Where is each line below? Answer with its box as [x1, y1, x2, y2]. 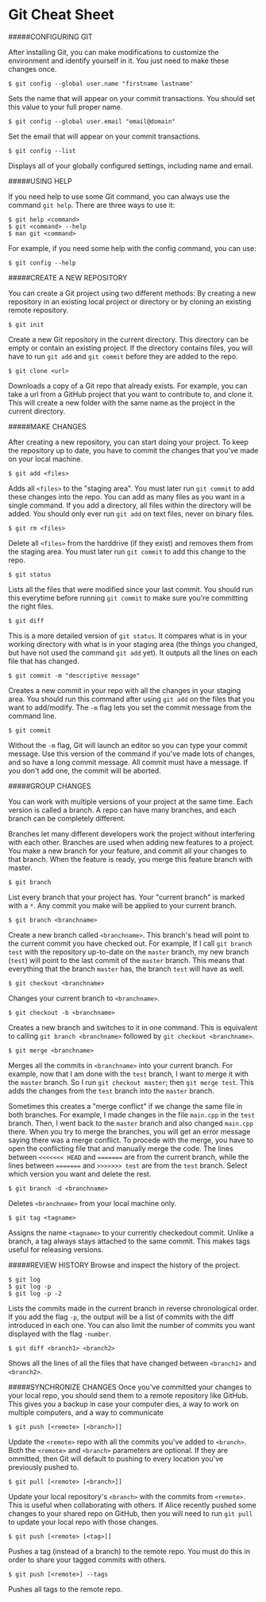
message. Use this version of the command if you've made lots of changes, [8, 749, 256, 758]
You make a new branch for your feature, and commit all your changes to [8, 846, 247, 856]
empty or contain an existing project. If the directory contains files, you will [8, 343, 253, 352]
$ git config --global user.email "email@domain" [8, 117, 176, 125]
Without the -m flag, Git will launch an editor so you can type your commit [8, 740, 248, 750]
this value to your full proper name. [8, 102, 123, 112]
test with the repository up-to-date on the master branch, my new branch [8, 946, 249, 957]
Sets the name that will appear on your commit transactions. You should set [8, 93, 256, 103]
